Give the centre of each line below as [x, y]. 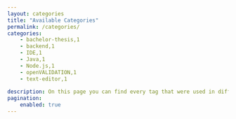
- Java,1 [33, 59]
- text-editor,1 [44, 79]
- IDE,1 [31, 53]
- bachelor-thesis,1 [50, 40]
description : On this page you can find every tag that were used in [111, 92]
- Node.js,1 [37, 66]
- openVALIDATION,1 [48, 72]
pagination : [25, 99]
